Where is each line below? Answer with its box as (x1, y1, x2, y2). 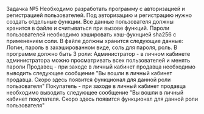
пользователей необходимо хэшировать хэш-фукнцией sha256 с (6, 31, 177, 38)
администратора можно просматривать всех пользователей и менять (6, 57, 191, 64)
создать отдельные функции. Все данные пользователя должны (6, 18, 174, 25)
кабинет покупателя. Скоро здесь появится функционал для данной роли (6, 95, 199, 102)
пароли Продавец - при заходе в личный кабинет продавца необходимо (6, 63, 196, 70)
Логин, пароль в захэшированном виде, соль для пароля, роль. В (6, 44, 178, 51)
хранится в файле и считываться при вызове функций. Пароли (6, 24, 170, 32)
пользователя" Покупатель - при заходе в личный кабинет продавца (6, 82, 186, 90)
